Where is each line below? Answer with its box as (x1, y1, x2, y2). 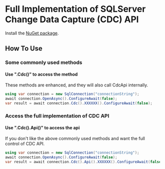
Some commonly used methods (5, 59, 82, 66)
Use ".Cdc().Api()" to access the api (5, 124, 80, 131)
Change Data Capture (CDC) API (5, 14, 139, 25)
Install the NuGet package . (5, 30, 59, 36)
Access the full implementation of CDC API (5, 113, 110, 119)
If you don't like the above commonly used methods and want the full (5, 136, 145, 141)
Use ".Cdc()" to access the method (5, 71, 78, 77)
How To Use (5, 44, 43, 53)
